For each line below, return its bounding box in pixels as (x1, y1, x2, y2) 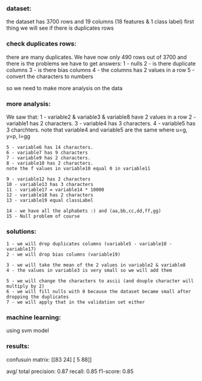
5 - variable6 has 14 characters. (6, 144, 94, 150)
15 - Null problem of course (6, 213, 80, 219)
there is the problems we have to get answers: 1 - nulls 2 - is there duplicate (6, 59, 196, 67)
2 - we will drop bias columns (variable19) (6, 251, 121, 258)
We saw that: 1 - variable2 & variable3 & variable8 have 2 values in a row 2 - (6, 113, 196, 121)
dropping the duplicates (6, 294, 69, 300)
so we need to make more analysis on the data (6, 84, 123, 91)
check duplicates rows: (6, 39, 77, 48)
